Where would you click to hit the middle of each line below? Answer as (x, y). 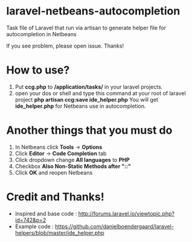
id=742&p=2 (30, 220)
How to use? (38, 70)
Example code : (34, 226)
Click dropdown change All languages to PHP (72, 160)
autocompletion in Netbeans (41, 34)
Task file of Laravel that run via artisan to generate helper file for (86, 28)
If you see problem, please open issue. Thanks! (65, 46)
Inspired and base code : (46, 213)
